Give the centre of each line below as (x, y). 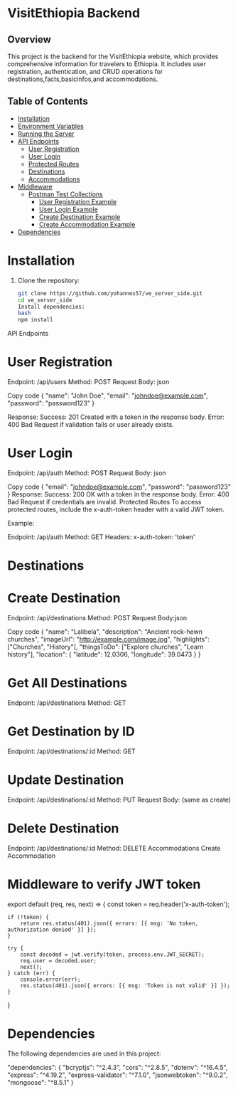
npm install (35, 320)
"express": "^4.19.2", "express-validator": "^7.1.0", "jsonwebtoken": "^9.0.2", (118, 1075)
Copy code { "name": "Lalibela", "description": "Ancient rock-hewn (105, 632)
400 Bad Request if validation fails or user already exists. (91, 425)
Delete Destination (63, 828)
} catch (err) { (31, 973)
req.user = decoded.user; (59, 961)
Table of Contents (48, 101)
